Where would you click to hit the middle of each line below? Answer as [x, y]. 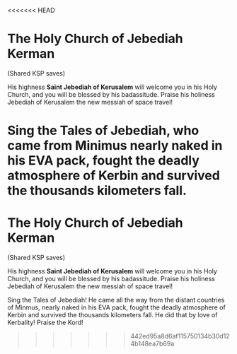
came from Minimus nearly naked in [115, 146]
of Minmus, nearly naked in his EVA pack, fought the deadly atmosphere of [117, 307]
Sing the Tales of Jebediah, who [103, 131]
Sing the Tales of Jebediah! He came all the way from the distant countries [116, 300]
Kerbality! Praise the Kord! [45, 323]
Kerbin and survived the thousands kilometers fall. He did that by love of [112, 315]
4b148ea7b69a [152, 344]
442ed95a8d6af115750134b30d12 [180, 336]
